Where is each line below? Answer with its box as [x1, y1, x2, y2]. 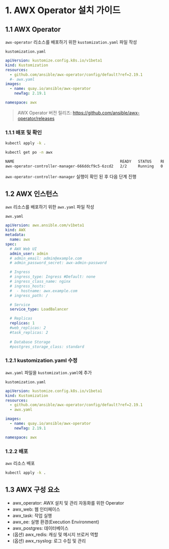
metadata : [5, 232, 26, 237]
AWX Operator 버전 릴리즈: [17, 110, 72, 116]
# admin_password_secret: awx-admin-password [10, 261, 107, 266]
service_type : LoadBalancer [10, 307, 69, 312]
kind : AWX [5, 228, 26, 233]
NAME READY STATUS [5, 159, 152, 164]
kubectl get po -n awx [5, 150, 53, 155]
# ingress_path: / [10, 293, 49, 298]
